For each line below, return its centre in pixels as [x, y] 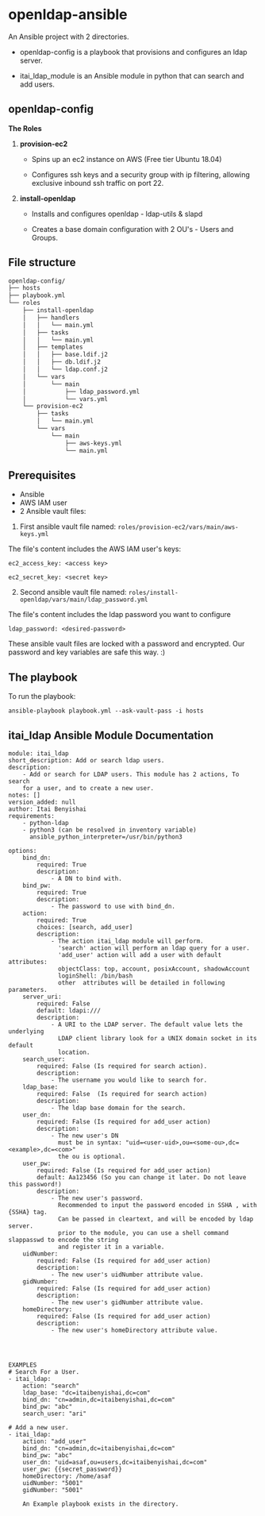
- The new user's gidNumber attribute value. [127, 1302]
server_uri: [42, 997]
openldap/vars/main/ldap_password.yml [84, 600]
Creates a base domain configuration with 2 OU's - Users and [132, 229]
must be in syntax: [90, 1143]
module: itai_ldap [38, 754]
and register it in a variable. [111, 1247]
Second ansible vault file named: [73, 592]
